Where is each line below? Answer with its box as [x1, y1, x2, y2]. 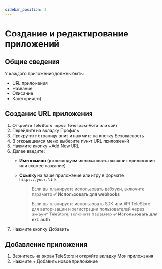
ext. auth [31, 217, 50, 223]
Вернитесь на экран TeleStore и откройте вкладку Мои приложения [12, 253, 154, 259]
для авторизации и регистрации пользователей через [31, 206, 144, 212]
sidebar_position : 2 [5, 7, 47, 12]
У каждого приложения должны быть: [5, 71, 84, 76]
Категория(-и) [12, 95, 42, 101]
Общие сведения [5, 58, 60, 66]
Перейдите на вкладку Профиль [12, 127, 79, 134]
